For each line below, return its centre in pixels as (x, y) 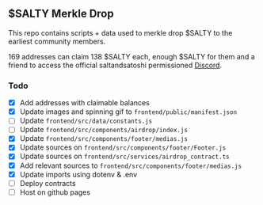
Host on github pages (55, 192)
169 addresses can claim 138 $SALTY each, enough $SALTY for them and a (131, 56)
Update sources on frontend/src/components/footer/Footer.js (123, 147)
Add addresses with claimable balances (85, 103)
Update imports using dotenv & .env (78, 174)
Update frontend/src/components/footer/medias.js (104, 139)
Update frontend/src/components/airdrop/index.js (104, 130)
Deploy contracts (48, 183)
